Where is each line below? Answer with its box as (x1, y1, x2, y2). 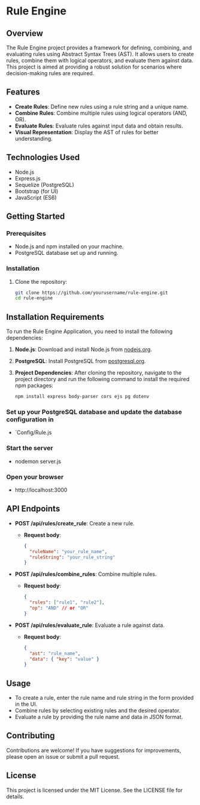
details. (6, 792, 25, 800)
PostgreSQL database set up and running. (14, 249, 119, 257)
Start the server (6, 444, 53, 452)
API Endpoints (6, 504, 60, 514)
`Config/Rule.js (14, 429, 52, 436)
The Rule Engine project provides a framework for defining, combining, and (6, 44, 192, 51)
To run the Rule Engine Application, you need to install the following (6, 328, 173, 335)
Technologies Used (6, 152, 80, 163)
